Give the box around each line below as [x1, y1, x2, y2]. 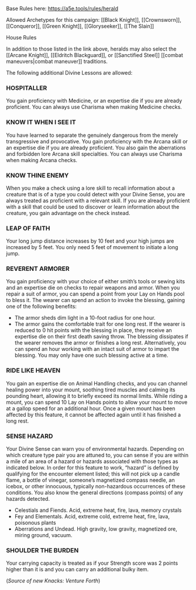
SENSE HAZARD [6, 432, 53, 440]
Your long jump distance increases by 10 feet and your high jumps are [6, 237, 174, 244]
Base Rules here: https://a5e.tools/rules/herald [6, 5, 119, 12]
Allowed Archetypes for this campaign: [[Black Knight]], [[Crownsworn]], [6, 16, 181, 23]
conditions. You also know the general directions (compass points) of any [6, 489, 183, 496]
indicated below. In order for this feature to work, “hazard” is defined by [6, 464, 179, 471]
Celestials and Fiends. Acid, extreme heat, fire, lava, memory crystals [14, 507, 182, 514]
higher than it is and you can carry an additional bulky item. [6, 566, 149, 573]
